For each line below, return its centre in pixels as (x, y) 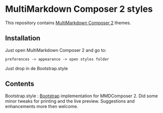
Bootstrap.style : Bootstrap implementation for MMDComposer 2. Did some (81, 96)
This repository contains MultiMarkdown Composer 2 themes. (68, 23)
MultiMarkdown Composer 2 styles (79, 9)
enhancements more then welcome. (42, 106)
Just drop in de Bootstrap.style (37, 68)
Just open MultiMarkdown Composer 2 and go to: (56, 50)
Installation (23, 38)
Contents (20, 84)
